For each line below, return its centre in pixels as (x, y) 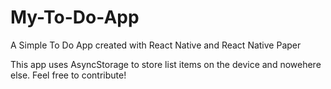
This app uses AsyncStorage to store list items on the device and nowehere (166, 64)
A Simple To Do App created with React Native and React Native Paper (156, 45)
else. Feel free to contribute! (68, 75)
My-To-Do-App (75, 17)
